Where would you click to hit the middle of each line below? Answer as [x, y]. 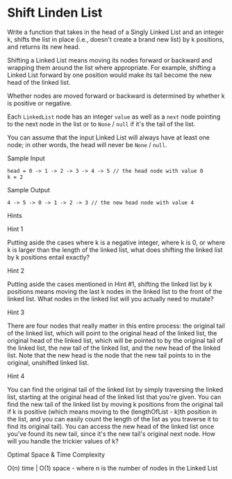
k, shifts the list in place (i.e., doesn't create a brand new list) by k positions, [116, 39]
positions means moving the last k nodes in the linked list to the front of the [115, 291]
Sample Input [26, 158]
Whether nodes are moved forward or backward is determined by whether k [116, 96]
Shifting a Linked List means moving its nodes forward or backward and [110, 60]
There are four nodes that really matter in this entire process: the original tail [116, 326]
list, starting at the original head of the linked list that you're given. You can [114, 396]
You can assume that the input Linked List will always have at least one [109, 137]
